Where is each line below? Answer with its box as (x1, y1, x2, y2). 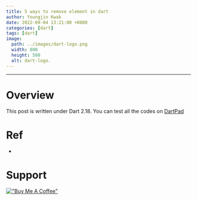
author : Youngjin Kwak (6, 14, 62, 20)
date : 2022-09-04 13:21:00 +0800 (6, 19, 88, 25)
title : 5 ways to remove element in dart (6, 8, 109, 15)
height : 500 (11, 52, 41, 58)
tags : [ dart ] (6, 30, 38, 36)
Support (6, 168, 47, 182)
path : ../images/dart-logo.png (11, 42, 88, 48)
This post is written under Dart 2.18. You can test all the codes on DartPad (6, 108, 184, 115)
